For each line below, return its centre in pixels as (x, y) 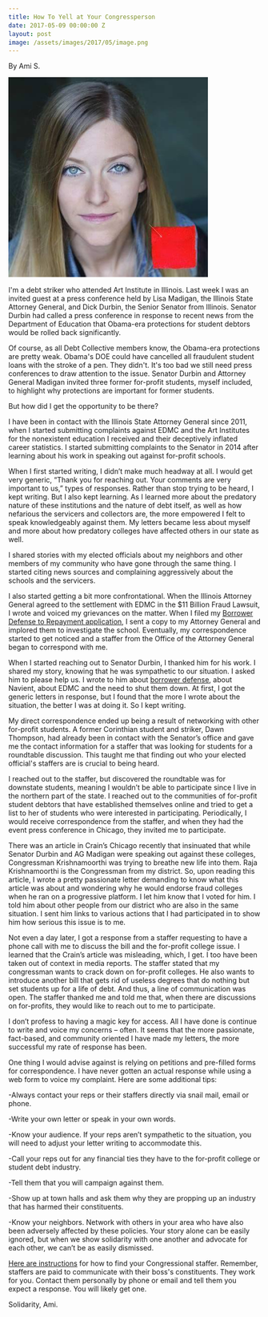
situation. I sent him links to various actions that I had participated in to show (134, 914)
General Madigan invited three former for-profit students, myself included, (131, 382)
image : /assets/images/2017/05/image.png (78, 42)
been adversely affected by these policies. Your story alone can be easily (129, 1231)
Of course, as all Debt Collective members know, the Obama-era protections (134, 348)
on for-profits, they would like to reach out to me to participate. (112, 1006)
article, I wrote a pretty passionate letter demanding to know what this (124, 880)
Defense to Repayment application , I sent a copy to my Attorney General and (134, 622)
